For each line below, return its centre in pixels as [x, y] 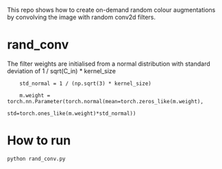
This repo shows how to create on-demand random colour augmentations [111, 10]
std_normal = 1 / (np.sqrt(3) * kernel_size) [86, 83]
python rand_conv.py [37, 159]
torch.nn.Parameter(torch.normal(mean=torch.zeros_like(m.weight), [106, 101]
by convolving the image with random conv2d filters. [82, 17]
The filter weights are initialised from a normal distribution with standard [109, 64]
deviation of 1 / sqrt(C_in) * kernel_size [62, 70]
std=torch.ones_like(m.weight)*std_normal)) [72, 113]
